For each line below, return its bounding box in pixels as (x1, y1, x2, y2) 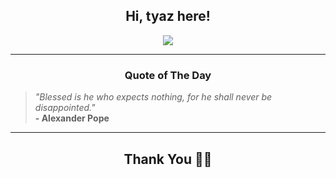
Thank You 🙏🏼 (123, 150, 213, 168)
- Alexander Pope (34, 112, 110, 124)
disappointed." (34, 102, 96, 114)
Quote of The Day (124, 68, 212, 82)
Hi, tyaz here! (125, 8, 211, 25)
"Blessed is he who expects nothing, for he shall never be (34, 91, 273, 103)
